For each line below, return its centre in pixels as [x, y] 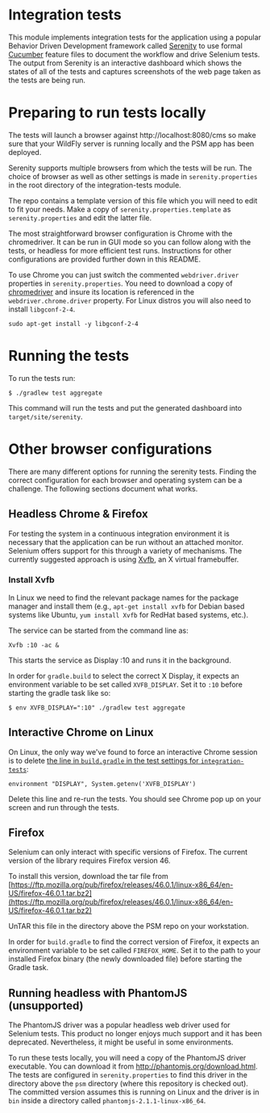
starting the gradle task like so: [60, 692]
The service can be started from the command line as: [98, 630]
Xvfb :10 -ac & [34, 645]
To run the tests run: [42, 378]
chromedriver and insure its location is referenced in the [102, 291]
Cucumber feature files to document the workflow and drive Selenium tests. [134, 54]
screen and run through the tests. [64, 807]
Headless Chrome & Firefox [78, 514]
